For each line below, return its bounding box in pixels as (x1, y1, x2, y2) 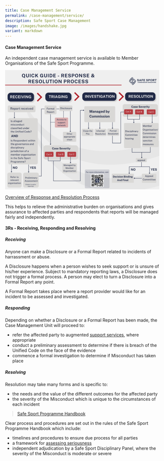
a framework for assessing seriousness (12, 440, 92, 446)
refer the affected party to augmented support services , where (12, 332, 139, 338)
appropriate (12, 337, 36, 343)
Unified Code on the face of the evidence (12, 347, 96, 353)
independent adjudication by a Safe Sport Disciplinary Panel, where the (12, 445, 156, 451)
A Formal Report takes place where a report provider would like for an (5, 289, 146, 295)
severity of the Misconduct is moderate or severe (12, 451, 112, 457)
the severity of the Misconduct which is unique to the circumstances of (12, 396, 156, 402)
